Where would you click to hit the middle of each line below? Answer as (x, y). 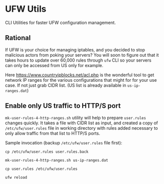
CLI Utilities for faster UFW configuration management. (60, 23)
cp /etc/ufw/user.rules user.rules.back (47, 152)
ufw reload (16, 177)
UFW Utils (26, 9)
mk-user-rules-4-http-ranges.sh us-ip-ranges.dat (57, 160)
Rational (18, 38)
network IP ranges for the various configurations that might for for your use (81, 80)
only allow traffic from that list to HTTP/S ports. (53, 133)
